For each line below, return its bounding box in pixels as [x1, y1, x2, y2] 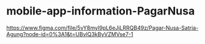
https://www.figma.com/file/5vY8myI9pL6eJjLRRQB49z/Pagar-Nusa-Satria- [6, 24, 199, 31]
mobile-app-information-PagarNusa [6, 4, 195, 18]
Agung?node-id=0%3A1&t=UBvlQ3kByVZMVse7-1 [6, 30, 133, 37]
